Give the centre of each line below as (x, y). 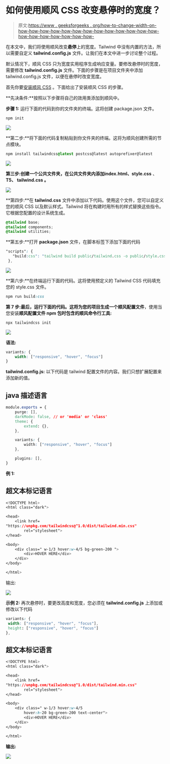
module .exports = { (26, 408)
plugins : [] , (29, 459)
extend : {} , (37, 426)
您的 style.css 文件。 (27, 287)
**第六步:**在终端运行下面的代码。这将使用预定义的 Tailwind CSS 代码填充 (83, 280)
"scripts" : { (19, 251)
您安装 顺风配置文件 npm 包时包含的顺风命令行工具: (59, 313)
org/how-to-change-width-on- (125, 25)
